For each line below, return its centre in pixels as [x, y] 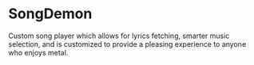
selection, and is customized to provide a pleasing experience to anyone [127, 44]
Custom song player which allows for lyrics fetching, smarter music [119, 36]
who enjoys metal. [38, 52]
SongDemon [50, 14]
